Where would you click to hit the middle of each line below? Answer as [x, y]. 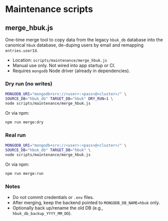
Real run [16, 135]
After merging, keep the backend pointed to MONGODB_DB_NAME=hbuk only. [86, 202]
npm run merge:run [24, 173]
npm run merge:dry [24, 122]
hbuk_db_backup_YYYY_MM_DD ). [42, 213]
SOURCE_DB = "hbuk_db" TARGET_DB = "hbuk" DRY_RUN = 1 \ [59, 99]
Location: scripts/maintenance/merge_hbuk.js [60, 60]
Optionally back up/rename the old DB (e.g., [58, 208]
